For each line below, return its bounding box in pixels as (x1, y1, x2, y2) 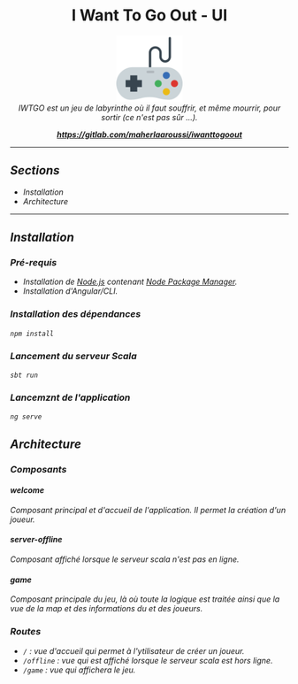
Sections (10, 163, 60, 178)
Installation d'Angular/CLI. (22, 286, 118, 296)
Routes (10, 626, 42, 638)
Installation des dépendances (10, 308, 141, 320)
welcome (10, 485, 45, 496)
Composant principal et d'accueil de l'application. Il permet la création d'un (10, 504, 287, 515)
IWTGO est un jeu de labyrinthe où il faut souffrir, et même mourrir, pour (18, 103, 281, 113)
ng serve (10, 412, 42, 421)
